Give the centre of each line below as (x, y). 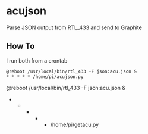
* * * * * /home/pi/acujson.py (45, 77)
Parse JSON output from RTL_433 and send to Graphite (74, 27)
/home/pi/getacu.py (75, 124)
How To (21, 46)
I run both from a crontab (37, 60)
